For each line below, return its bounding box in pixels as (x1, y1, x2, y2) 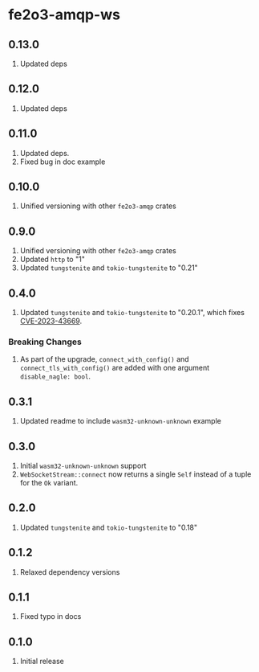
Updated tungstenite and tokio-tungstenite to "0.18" (19, 522, 198, 532)
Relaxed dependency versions (19, 567, 120, 576)
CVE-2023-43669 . (19, 316, 83, 326)
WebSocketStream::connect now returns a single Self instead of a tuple (19, 469, 252, 479)
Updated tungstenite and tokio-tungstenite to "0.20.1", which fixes (19, 308, 245, 318)
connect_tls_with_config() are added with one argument (19, 363, 210, 373)
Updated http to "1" (19, 255, 86, 264)
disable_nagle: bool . (19, 371, 91, 381)
